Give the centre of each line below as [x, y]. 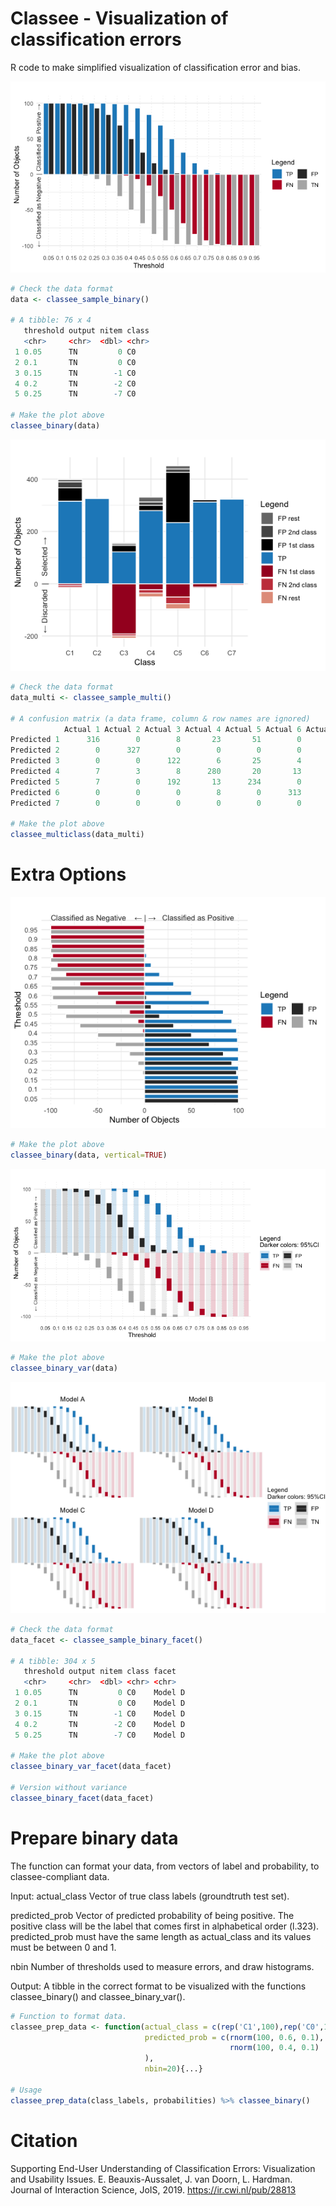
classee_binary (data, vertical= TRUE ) [89, 1155]
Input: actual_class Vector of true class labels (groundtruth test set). [150, 1896]
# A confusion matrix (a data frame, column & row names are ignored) [160, 718]
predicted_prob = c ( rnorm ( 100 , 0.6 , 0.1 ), [234, 2037]
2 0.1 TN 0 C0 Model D [100, 1703]
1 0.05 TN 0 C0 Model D [100, 1693]
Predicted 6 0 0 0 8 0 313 [156, 792]
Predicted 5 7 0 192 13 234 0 [156, 782]
